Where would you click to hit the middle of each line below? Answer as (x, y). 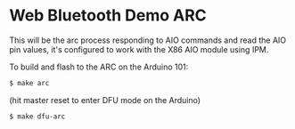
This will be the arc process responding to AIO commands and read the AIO (148, 40)
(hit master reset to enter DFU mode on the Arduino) (105, 100)
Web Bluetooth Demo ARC (108, 16)
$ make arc (29, 83)
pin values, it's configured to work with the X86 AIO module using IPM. (139, 49)
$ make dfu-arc (37, 117)
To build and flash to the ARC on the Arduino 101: (99, 67)
